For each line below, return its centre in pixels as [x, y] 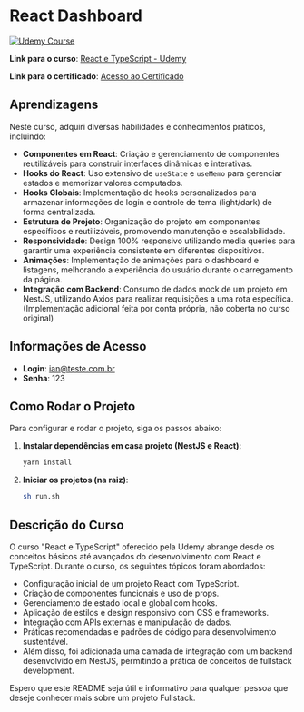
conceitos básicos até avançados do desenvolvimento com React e [135, 556]
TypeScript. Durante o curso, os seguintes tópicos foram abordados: [137, 566]
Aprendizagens [54, 105]
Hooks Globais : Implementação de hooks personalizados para [139, 193]
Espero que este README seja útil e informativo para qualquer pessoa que [149, 687]
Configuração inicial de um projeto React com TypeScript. [131, 583]
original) [38, 318]
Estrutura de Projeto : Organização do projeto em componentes [141, 221]
